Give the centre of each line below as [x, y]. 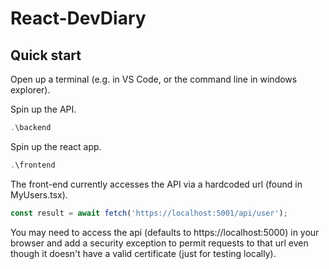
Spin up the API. [43, 109]
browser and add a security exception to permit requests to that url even [159, 243]
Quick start [46, 55]
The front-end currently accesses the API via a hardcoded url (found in [156, 184]
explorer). [30, 90]
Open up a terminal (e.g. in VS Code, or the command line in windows [154, 79]
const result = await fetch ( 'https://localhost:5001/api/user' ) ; [149, 213]
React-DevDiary [78, 18]
